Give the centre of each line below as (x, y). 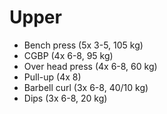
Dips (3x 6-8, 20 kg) (65, 98)
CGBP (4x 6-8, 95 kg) (68, 55)
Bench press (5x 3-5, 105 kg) (83, 45)
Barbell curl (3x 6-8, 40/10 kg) (86, 87)
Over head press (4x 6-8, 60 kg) (90, 66)
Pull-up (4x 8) (52, 77)
